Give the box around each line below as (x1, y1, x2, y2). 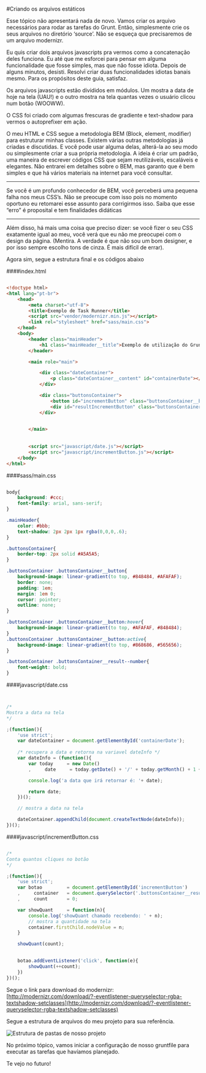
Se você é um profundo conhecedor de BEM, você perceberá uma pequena (6, 187, 198, 194)
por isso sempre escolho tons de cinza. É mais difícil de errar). (6, 244, 164, 251)
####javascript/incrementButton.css (6, 833, 99, 841)
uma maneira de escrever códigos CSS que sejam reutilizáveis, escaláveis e (6, 156, 198, 163)
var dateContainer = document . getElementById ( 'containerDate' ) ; (17, 737, 185, 744)
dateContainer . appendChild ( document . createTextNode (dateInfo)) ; (17, 817, 185, 823)
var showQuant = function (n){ (17, 906, 105, 913)
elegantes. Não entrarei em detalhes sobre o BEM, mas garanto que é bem (6, 163, 195, 170)
